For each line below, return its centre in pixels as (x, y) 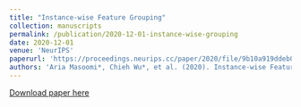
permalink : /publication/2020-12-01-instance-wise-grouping (124, 34)
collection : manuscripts (56, 26)
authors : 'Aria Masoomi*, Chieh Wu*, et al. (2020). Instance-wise (138, 68)
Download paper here (49, 92)
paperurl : (28, 59)
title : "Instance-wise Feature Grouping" (88, 17)
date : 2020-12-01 (42, 42)
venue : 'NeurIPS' (42, 51)
